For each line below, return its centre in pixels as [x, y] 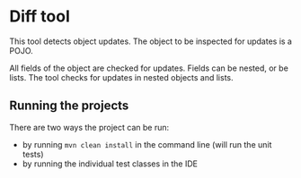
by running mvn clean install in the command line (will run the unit [147, 144]
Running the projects [69, 106]
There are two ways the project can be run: [89, 127]
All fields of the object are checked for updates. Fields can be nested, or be [149, 68]
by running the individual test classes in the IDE [110, 164]
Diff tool [40, 17]
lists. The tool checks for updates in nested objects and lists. [121, 77]
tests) [33, 154]
